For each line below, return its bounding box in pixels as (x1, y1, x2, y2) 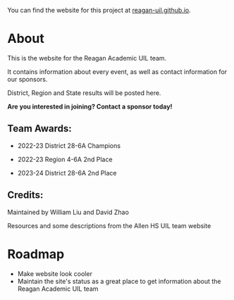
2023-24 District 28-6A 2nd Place (17, 168, 117, 177)
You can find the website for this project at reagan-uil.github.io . (7, 6, 192, 14)
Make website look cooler (17, 269, 93, 277)
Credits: (7, 189, 44, 201)
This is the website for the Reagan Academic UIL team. (7, 54, 167, 62)
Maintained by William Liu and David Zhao (7, 208, 129, 216)
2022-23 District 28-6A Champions (17, 141, 121, 150)
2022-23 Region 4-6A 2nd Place (17, 155, 113, 163)
